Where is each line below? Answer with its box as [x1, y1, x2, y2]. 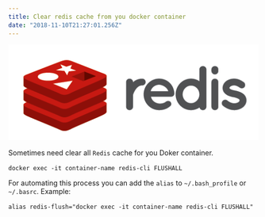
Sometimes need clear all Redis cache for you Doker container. [8, 148, 214, 158]
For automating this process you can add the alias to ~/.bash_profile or [8, 178, 247, 188]
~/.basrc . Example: [8, 187, 71, 196]
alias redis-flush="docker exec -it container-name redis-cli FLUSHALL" [8, 203, 254, 211]
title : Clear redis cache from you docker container [8, 13, 186, 21]
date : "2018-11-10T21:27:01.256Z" [8, 21, 123, 29]
